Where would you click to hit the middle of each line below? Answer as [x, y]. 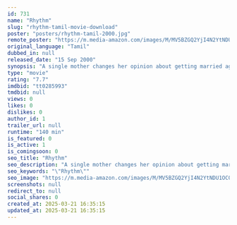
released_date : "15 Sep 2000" [52, 60]
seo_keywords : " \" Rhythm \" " [49, 171]
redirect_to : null [34, 191]
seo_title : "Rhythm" [38, 158]
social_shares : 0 [33, 197]
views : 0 [20, 99]
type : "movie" [28, 73]
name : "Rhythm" [30, 20]
